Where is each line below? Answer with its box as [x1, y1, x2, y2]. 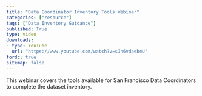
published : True [6, 26, 47, 32]
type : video [6, 32, 36, 38]
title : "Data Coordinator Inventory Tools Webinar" [6, 9, 140, 15]
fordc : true [6, 54, 36, 60]
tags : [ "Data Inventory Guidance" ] [6, 20, 96, 26]
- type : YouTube [6, 43, 47, 49]
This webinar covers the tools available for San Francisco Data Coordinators [6, 77, 196, 84]
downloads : [6, 37, 34, 43]
